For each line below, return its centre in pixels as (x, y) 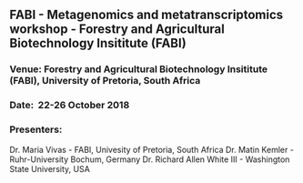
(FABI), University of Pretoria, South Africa (105, 81)
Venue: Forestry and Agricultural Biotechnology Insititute (139, 69)
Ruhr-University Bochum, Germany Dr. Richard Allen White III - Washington (150, 159)
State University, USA (50, 168)
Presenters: (36, 129)
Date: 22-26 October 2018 (70, 106)
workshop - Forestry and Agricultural (117, 30)
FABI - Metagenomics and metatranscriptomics (146, 15)
